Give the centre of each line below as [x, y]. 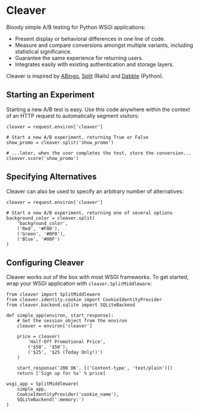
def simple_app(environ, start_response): [60, 316]
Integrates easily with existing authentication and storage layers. [94, 64]
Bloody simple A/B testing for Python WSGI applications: [76, 27]
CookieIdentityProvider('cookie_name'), [68, 394]
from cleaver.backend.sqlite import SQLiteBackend [71, 305]
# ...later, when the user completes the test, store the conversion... [99, 153]
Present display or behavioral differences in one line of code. [90, 38]
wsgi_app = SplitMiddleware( [43, 384]
